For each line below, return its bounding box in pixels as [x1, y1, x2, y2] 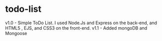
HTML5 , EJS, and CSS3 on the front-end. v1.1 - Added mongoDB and [5, 25, 148, 31]
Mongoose [5, 30, 27, 36]
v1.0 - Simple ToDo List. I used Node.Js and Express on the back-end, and [5, 20, 158, 26]
